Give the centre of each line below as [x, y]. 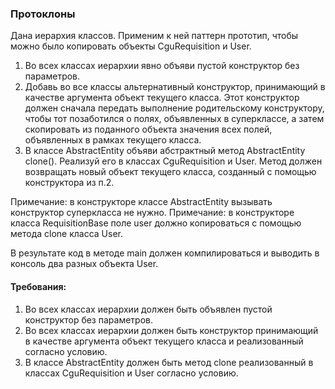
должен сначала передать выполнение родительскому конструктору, [174, 108]
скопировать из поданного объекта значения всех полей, [148, 129]
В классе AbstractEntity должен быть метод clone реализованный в [169, 362]
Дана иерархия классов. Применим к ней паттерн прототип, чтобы [154, 36]
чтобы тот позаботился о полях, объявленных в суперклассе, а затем [174, 119]
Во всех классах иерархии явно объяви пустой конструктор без [162, 66]
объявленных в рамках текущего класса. [113, 140]
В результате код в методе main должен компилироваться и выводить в [165, 253]
